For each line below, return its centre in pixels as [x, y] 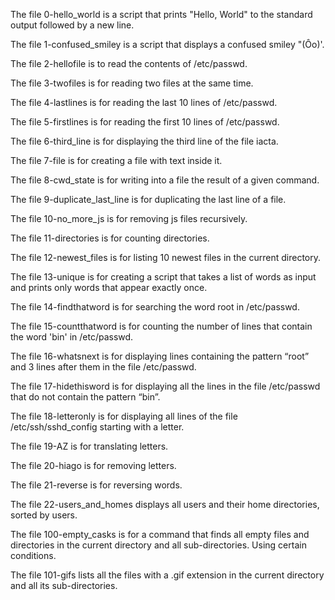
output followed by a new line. [72, 25]
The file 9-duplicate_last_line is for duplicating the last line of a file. [148, 199]
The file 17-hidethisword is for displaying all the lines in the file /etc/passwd [165, 386]
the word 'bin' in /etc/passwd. [72, 337]
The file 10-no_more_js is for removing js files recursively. [129, 218]
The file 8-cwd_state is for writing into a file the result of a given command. [165, 180]
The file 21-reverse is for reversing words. [96, 485]
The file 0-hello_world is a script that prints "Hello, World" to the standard [161, 14]
